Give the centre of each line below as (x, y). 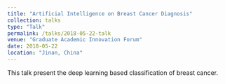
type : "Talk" (26, 27)
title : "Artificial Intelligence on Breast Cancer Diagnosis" (100, 14)
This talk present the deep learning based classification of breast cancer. (113, 72)
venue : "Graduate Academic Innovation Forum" (75, 40)
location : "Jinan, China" (45, 53)
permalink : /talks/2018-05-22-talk (59, 33)
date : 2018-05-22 (33, 46)
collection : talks (34, 20)
